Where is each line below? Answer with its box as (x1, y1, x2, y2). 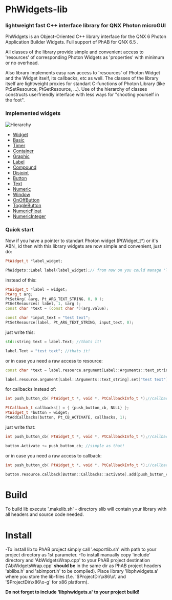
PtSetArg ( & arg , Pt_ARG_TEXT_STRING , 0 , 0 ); (5, 296, 104, 302)
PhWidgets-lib (5, 4, 68, 15)
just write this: (5, 329, 35, 335)
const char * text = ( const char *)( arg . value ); (5, 306, 109, 311)
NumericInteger (12, 213, 46, 219)
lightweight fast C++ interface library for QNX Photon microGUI (5, 22, 166, 29)
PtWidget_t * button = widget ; (5, 410, 70, 415)
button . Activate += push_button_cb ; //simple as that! (5, 443, 125, 448)
